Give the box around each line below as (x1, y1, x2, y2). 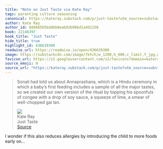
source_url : (5, 66, 29, 71)
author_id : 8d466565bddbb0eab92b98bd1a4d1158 (5, 25, 98, 30)
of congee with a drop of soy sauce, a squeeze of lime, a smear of (16, 94, 150, 100)
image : (5, 52, 18, 57)
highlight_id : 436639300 (5, 43, 55, 48)
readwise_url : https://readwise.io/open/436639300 (5, 47, 110, 52)
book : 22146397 (5, 30, 36, 34)
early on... (5, 138, 25, 144)
